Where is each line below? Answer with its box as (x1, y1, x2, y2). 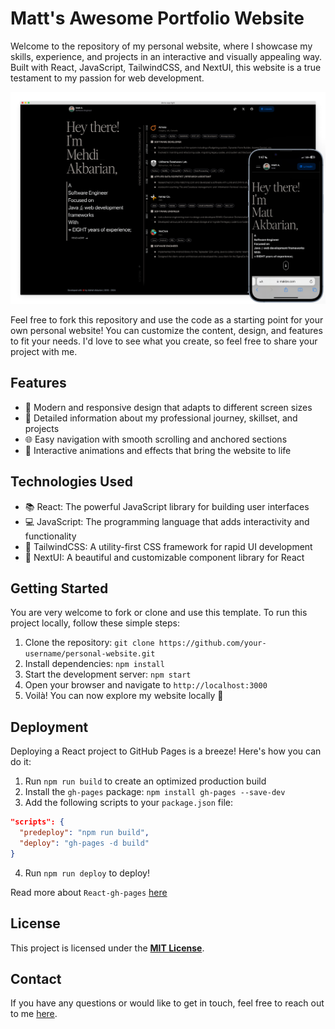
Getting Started (10, 580, 109, 597)
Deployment (10, 718, 89, 736)
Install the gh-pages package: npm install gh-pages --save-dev (24, 786, 286, 798)
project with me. (10, 346, 78, 358)
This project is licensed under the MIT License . (10, 942, 205, 954)
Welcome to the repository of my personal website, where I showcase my (10, 40, 313, 52)
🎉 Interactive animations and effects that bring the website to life (24, 444, 292, 456)
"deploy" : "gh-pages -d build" (19, 838, 150, 849)
